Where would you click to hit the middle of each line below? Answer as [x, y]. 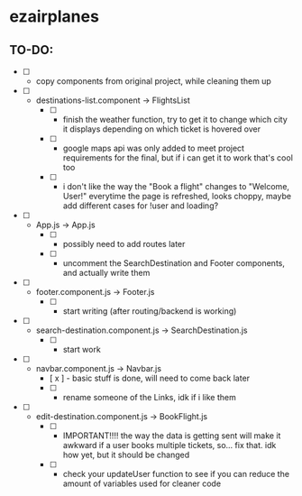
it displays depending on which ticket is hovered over [162, 129]
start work [82, 349]
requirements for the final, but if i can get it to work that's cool [178, 158]
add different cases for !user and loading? [141, 206]
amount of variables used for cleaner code [142, 483]
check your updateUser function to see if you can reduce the [176, 474]
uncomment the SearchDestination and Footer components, [174, 263]
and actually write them [106, 273]
